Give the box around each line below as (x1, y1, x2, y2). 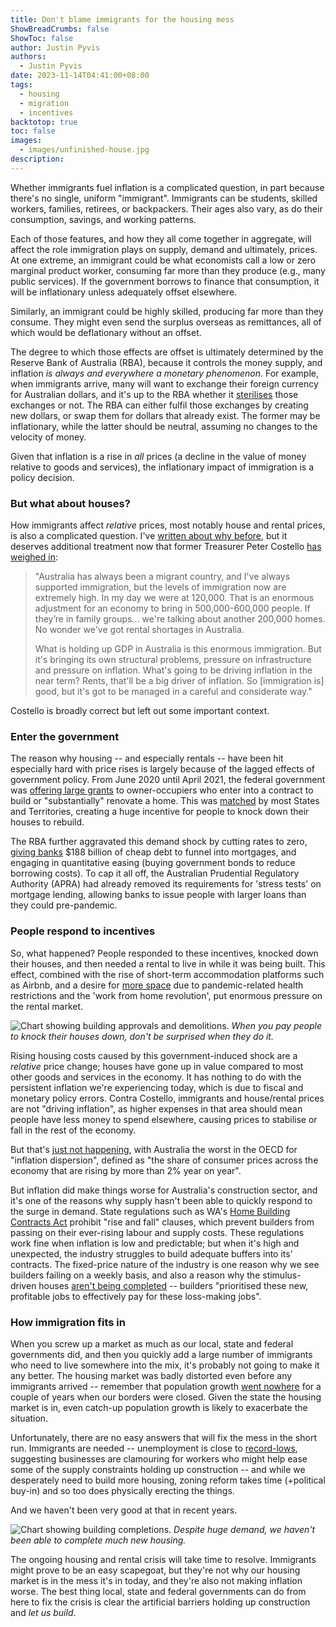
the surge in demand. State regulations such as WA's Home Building (10, 1205, 291, 1217)
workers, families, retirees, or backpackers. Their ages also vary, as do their (10, 202, 323, 215)
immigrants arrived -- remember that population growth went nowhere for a (10, 1380, 322, 1392)
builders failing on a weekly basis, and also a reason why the (10, 1269, 261, 1281)
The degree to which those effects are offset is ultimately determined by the (10, 346, 324, 358)
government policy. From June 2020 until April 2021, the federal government (10, 774, 326, 786)
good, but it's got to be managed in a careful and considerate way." (34, 686, 313, 698)
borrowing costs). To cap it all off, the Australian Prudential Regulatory (10, 867, 300, 880)
